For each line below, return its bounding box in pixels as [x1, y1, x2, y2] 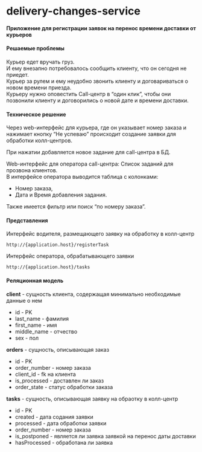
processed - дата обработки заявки [14, 419, 107, 427]
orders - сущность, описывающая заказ [6, 346, 110, 353]
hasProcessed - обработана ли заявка [14, 439, 113, 446]
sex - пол [14, 334, 39, 341]
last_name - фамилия [14, 315, 69, 322]
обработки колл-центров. [6, 137, 72, 144]
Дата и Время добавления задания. [14, 192, 107, 199]
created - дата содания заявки [14, 413, 93, 421]
